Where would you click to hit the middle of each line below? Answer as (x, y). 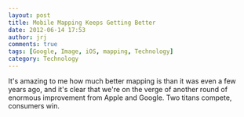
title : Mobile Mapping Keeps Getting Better (82, 23)
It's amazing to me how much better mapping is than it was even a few (122, 81)
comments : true (33, 44)
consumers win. (34, 105)
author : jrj (27, 37)
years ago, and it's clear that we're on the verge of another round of (118, 89)
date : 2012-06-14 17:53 (47, 30)
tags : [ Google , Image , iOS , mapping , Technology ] (91, 51)
